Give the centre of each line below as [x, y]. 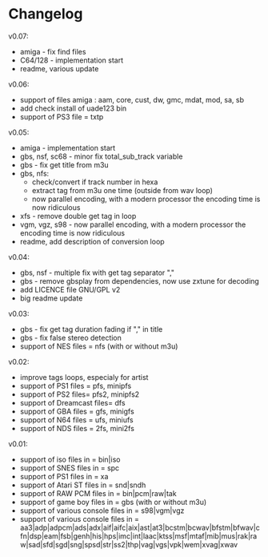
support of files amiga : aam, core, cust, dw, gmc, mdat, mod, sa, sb [132, 99]
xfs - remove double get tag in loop [78, 216]
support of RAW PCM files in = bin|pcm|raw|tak [98, 493]
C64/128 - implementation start [72, 60]
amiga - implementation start [68, 147]
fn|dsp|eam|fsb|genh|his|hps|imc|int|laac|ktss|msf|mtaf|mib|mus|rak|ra [138, 536]
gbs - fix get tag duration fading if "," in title [91, 329]
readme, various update [59, 68]
